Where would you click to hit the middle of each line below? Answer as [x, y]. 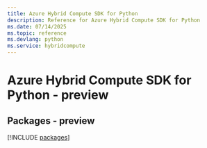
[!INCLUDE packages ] [39, 137]
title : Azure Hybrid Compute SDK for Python [73, 14]
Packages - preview [51, 121]
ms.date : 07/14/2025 [37, 26]
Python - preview [58, 95]
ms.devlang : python [35, 40]
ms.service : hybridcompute [46, 46]
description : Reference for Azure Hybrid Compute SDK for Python [104, 20]
